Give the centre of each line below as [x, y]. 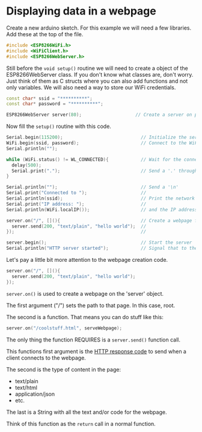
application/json [35, 394]
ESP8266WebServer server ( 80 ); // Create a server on [99, 115]
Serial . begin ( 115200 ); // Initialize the [96, 138]
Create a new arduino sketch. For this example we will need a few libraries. [99, 28]
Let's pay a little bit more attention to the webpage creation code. [87, 260]
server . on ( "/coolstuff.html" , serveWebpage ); [64, 328]
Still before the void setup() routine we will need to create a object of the [97, 68]
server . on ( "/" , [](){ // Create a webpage [99, 221]
